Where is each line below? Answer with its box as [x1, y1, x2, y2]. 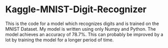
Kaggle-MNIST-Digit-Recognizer [5, 4, 147, 15]
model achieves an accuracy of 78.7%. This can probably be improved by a [5, 31, 164, 37]
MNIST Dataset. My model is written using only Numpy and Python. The [5, 26, 156, 32]
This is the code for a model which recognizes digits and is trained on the [5, 20, 159, 27]
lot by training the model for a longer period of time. [5, 37, 114, 43]
